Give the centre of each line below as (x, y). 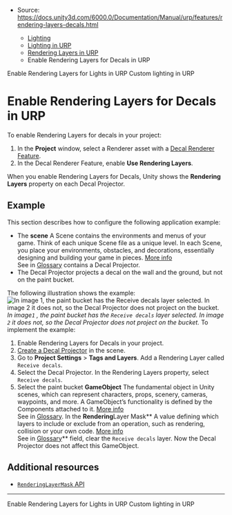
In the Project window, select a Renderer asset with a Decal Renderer (116, 148)
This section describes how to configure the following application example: (114, 222)
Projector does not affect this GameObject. (78, 445)
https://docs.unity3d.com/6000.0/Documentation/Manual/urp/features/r (120, 17)
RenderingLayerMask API (51, 484)
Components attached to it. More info (70, 409)
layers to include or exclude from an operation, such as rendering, (111, 423)
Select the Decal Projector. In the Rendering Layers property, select (113, 372)
